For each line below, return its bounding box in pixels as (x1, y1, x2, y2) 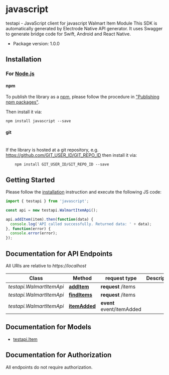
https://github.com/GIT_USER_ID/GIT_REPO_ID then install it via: (6, 152, 137, 158)
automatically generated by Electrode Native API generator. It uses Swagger (6, 25, 163, 31)
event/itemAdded (100, 306, 142, 313)
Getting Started (6, 175, 55, 184)
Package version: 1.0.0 (13, 40, 60, 46)
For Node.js (6, 70, 35, 77)
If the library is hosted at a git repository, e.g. (6, 147, 99, 153)
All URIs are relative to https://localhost (6, 262, 87, 268)
